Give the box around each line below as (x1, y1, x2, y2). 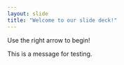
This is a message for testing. (7, 50, 92, 58)
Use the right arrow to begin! (7, 36, 90, 44)
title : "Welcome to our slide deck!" (7, 17, 118, 24)
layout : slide (7, 10, 49, 17)
